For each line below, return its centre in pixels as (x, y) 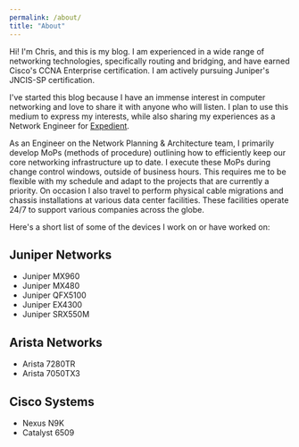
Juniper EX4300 (52, 305)
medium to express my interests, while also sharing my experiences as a (142, 116)
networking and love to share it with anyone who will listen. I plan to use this (149, 106)
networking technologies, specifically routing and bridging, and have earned (149, 61)
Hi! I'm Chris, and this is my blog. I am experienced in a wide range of (137, 51)
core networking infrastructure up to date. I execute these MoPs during (140, 162)
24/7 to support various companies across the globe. (107, 209)
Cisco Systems (52, 402)
